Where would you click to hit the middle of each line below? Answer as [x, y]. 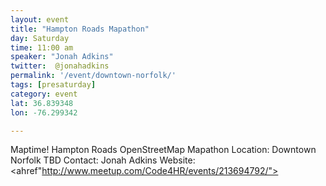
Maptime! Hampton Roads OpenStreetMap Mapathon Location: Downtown [163, 150]
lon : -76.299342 [44, 112]
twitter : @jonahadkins [60, 66]
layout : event [40, 19]
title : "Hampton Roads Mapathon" [80, 29]
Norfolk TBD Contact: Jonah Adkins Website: [103, 160]
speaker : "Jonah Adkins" [62, 57]
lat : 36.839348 [42, 103]
